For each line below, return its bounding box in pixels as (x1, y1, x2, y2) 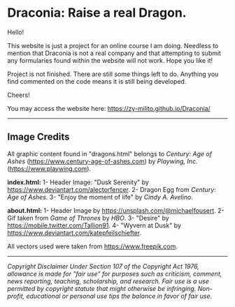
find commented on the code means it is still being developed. (7, 77, 187, 85)
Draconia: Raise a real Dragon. (7, 5, 187, 21)
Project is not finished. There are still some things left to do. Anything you (7, 70, 219, 78)
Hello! (7, 28, 24, 36)
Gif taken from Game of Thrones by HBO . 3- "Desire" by (7, 214, 169, 222)
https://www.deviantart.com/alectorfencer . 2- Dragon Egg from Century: (7, 185, 217, 193)
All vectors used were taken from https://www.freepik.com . (7, 242, 178, 250)
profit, (7, 292, 25, 300)
